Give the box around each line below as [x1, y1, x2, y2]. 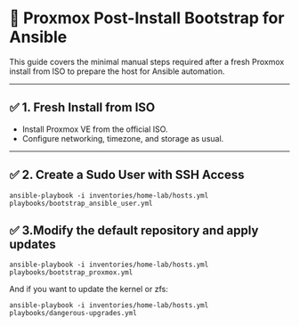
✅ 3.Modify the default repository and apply [9, 223, 259, 238]
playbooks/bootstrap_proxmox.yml [9, 268, 133, 277]
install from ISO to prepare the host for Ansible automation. [9, 66, 225, 77]
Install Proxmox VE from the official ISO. [21, 124, 168, 134]
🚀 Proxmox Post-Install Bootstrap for [9, 8, 285, 29]
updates [9, 236, 56, 252]
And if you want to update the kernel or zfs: [9, 284, 169, 295]
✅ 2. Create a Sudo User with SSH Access [9, 167, 245, 183]
